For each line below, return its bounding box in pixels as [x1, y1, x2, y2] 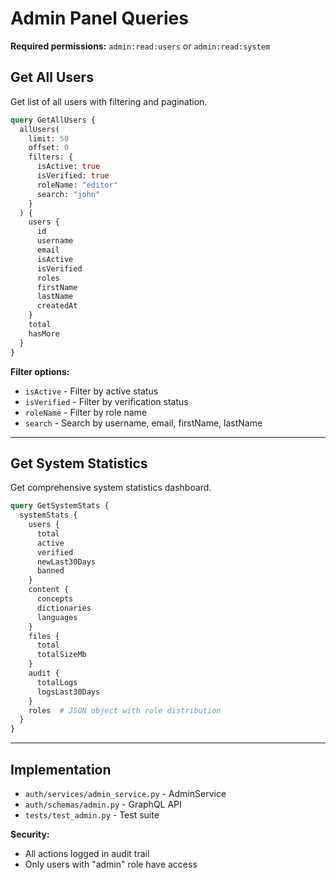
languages [36, 612, 78, 622]
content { [28, 585, 70, 595]
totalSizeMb [36, 650, 87, 660]
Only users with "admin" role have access [24, 858, 198, 870]
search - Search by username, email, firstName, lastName [24, 417, 263, 429]
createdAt [36, 301, 78, 311]
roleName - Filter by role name [24, 406, 148, 418]
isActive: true [36, 162, 101, 172]
